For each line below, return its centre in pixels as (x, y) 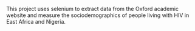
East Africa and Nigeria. (36, 22)
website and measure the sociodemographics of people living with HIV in (98, 15)
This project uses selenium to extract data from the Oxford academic (93, 9)
